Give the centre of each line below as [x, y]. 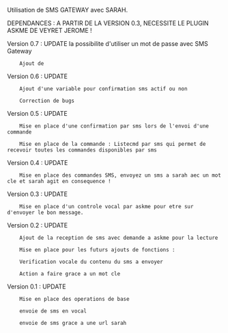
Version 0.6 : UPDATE [38, 76]
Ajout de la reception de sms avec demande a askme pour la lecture [119, 238]
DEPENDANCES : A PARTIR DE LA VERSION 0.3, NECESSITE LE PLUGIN [108, 23]
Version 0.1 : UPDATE [37, 286]
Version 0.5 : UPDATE [38, 113]
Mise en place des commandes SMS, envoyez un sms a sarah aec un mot [120, 175]
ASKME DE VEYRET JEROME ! [49, 30]
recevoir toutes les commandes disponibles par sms [82, 150]
